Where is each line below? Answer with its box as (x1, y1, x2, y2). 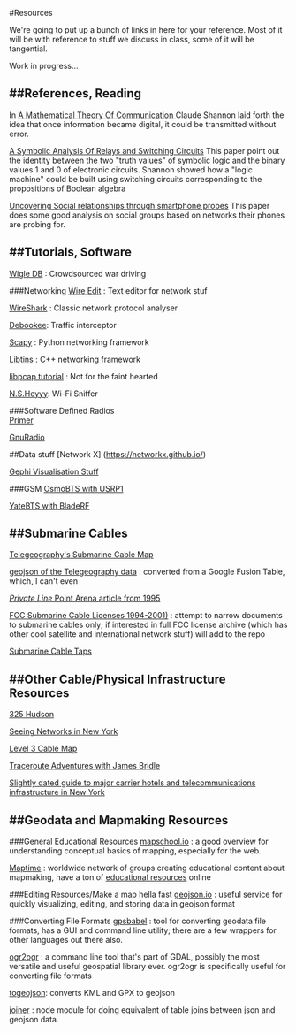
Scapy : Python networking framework (9, 336, 149, 348)
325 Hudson (9, 709, 55, 720)
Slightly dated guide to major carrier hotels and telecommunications (9, 777, 256, 788)
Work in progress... (9, 61, 79, 71)
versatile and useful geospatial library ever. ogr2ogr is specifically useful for (9, 961, 286, 972)
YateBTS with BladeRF (9, 500, 90, 511)
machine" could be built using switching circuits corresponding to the (9, 173, 262, 184)
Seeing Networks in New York (9, 726, 118, 737)
